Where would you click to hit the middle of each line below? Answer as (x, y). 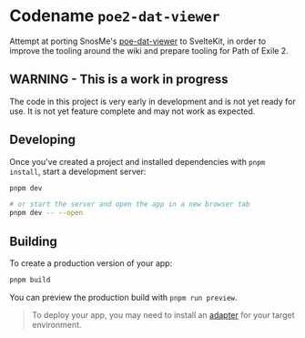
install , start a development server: (78, 171)
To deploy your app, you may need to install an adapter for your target (163, 314)
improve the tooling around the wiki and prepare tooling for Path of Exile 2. (149, 50)
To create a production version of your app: (91, 263)
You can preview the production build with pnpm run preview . (124, 297)
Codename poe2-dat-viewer (115, 16)
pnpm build (30, 280)
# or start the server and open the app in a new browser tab (130, 205)
